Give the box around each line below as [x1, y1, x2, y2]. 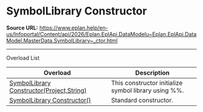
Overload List [6, 54, 40, 61]
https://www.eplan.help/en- [39, 24, 109, 31]
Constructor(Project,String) [9, 86, 87, 95]
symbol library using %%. [111, 86, 184, 95]
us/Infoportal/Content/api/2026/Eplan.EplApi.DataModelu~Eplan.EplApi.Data [6, 30, 197, 37]
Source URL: [6, 24, 38, 31]
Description [135, 68, 170, 76]
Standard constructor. [111, 96, 173, 104]
